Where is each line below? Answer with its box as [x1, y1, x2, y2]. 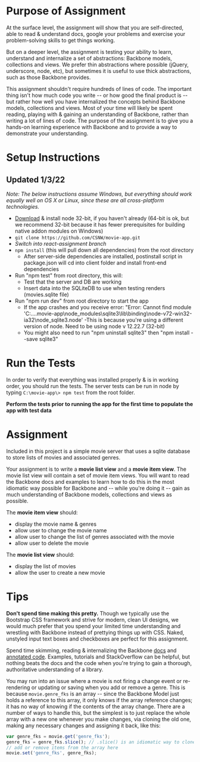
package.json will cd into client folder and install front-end [23, 259, 167, 266]
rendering [6, 684, 30, 691]
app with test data [6, 407, 52, 414]
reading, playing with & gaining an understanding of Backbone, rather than [6, 111, 189, 118]
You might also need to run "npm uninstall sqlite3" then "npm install [23, 329, 190, 336]
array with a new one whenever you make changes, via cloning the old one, [6, 715, 192, 723]
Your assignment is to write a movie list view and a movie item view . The [6, 465, 186, 473]
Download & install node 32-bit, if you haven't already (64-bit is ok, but [14, 214, 189, 222]
